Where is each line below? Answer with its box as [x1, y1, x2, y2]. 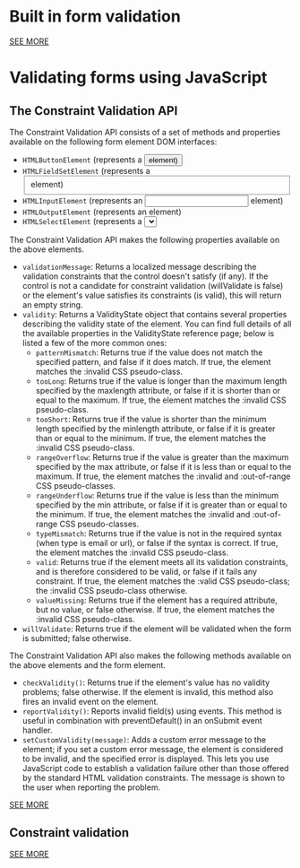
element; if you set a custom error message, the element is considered [21, 743, 284, 754]
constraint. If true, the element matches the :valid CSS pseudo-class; [35, 576, 291, 586]
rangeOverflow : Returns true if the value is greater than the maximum [35, 451, 289, 463]
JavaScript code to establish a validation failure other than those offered [21, 762, 289, 773]
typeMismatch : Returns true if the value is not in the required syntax [35, 527, 282, 539]
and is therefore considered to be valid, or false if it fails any [35, 566, 258, 577]
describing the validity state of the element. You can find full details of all [21, 318, 292, 329]
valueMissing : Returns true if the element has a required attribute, [35, 595, 278, 605]
